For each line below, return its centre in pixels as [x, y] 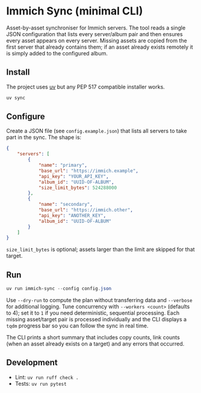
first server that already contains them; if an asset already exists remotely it [100, 47]
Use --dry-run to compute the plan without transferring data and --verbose [99, 300]
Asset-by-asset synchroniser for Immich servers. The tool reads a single [96, 28]
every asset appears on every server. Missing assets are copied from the [97, 40]
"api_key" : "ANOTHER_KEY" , [72, 215]
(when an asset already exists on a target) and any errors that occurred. [95, 344]
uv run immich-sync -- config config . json [59, 289]
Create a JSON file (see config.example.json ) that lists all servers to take [97, 131]
